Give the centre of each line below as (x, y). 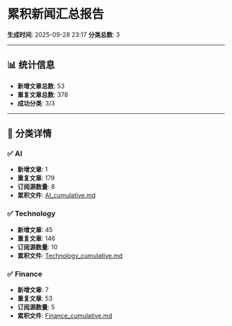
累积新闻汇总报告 (56, 14)
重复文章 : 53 (35, 298)
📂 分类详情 (29, 134)
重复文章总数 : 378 (42, 95)
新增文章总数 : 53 (41, 86)
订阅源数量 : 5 (36, 307)
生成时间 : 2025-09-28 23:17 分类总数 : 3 (64, 35)
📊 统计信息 (31, 65)
